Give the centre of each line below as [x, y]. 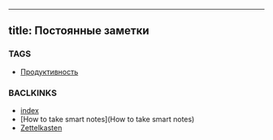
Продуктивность [49, 72]
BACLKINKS [32, 93]
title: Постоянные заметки [79, 31]
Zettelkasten [41, 128]
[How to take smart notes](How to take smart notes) [107, 119]
